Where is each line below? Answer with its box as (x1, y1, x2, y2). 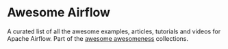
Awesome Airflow (7, 5, 111, 20)
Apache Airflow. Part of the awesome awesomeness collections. (7, 34, 188, 42)
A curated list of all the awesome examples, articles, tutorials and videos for (7, 27, 221, 35)
